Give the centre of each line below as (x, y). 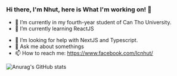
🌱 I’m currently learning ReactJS (54, 28)
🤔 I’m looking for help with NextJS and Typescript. (76, 40)
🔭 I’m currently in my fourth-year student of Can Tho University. (93, 23)
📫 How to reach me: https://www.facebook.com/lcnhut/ (84, 53)
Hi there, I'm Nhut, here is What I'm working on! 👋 (79, 9)
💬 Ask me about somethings (49, 46)
